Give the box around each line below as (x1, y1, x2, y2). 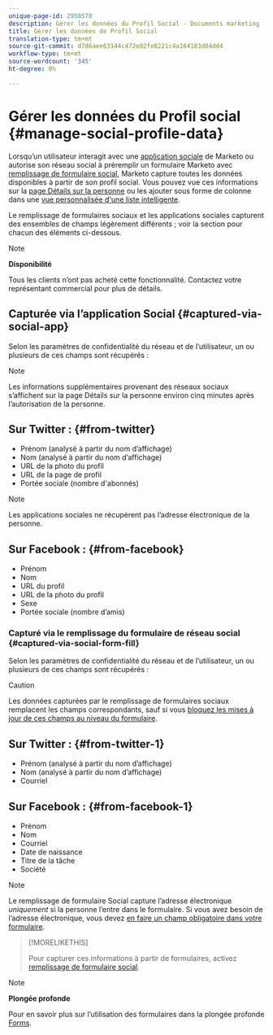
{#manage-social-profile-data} (8, 124, 224, 142)
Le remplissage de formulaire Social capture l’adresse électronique (8, 896, 232, 906)
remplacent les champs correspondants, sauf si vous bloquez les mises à (8, 705, 254, 714)
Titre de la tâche (19, 856, 76, 866)
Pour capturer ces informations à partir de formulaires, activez (28, 954, 237, 963)
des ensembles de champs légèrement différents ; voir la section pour (8, 219, 243, 229)
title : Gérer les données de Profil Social (8, 27, 158, 35)
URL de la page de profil (19, 469, 102, 480)
